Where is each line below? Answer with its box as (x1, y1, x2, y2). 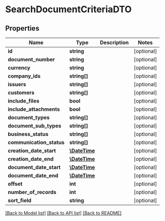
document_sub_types (8, 122, 61, 129)
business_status (8, 131, 49, 137)
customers (8, 89, 35, 96)
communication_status (8, 139, 65, 146)
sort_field (8, 197, 31, 204)
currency (8, 64, 30, 71)
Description (100, 39, 129, 46)
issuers (8, 81, 26, 88)
